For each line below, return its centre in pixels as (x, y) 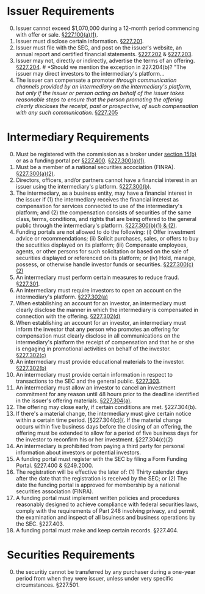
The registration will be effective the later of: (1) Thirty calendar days (102, 472)
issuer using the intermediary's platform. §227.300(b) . (84, 186)
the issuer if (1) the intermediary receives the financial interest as (97, 199)
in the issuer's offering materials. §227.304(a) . (74, 400)
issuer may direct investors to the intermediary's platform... (90, 73)
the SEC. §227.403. (40, 524)
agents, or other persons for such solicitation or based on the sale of (102, 251)
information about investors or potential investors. (78, 452)
